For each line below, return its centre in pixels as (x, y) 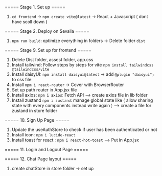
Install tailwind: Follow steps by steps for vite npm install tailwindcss (82, 65)
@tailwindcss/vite (30, 69)
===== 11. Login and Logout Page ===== (46, 149)
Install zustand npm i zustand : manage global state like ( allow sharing (82, 100)
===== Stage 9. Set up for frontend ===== (48, 50)
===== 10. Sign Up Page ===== (37, 120)
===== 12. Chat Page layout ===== (41, 159)
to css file (22, 79)
